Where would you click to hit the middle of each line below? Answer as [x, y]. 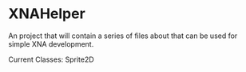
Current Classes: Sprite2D [51, 59]
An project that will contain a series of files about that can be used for [123, 36]
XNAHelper [47, 14]
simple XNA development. [51, 44]
